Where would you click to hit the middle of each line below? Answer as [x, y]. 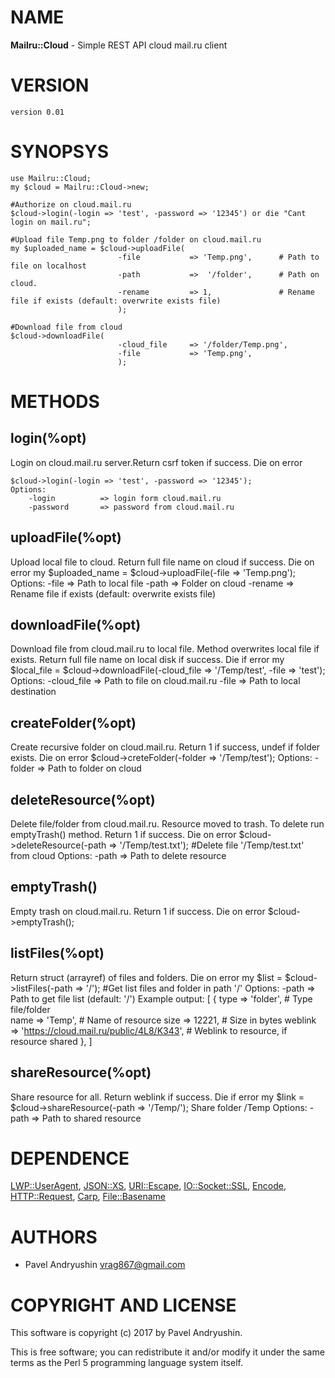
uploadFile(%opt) [66, 537]
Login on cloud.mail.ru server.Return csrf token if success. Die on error [156, 462]
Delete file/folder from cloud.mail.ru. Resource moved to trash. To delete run [167, 824]
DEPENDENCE [70, 1158]
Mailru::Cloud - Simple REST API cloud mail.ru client [119, 45]
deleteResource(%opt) [83, 799]
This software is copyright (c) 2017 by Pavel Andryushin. [126, 1333]
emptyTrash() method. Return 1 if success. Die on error [123, 835]
